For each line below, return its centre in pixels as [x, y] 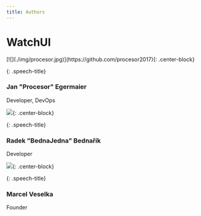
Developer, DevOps [31, 100]
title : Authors [26, 12]
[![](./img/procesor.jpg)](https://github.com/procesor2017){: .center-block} [100, 59]
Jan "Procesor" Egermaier [47, 87]
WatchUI [28, 42]
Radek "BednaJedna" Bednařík [54, 140]
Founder [17, 207]
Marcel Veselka [30, 195]
